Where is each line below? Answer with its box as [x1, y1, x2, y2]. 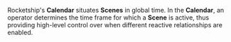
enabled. [7, 28, 33, 36]
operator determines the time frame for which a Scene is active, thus [7, 13, 210, 22]
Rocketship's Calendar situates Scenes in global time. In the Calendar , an [7, 6, 225, 14]
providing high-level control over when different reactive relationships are [7, 21, 222, 29]
